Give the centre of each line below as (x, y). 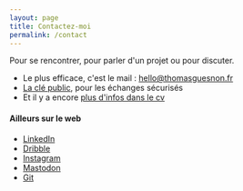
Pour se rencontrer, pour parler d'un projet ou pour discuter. (122, 61)
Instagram (41, 158)
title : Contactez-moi (51, 26)
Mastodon (41, 167)
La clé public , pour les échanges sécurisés (103, 88)
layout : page (34, 18)
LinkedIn (39, 138)
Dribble (36, 148)
